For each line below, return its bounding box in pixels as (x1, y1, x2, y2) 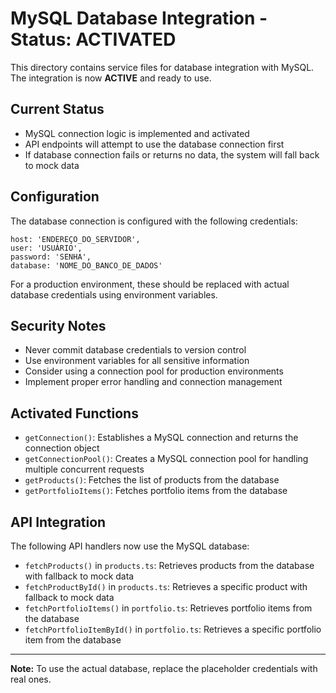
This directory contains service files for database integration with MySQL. (10, 61, 315, 73)
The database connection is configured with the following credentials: (10, 215, 298, 227)
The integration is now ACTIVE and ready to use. (10, 72, 212, 84)
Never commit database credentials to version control (24, 344, 247, 356)
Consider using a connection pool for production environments (24, 365, 284, 377)
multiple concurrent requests (24, 463, 145, 476)
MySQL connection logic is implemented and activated (24, 127, 250, 139)
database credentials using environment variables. (10, 288, 218, 301)
